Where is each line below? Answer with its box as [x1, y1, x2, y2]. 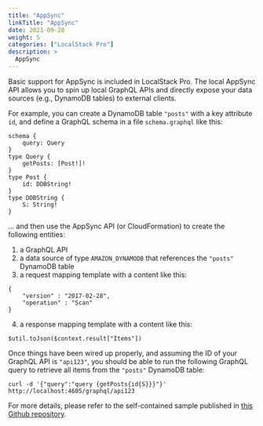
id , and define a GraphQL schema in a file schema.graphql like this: [8, 117, 223, 126]
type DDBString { [8, 194, 65, 202]
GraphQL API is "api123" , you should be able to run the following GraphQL [8, 356, 249, 366]
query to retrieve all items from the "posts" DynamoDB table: [8, 365, 205, 374]
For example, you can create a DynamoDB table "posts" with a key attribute [8, 108, 253, 118]
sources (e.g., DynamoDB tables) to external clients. [8, 93, 177, 103]
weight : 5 [8, 33, 41, 42]
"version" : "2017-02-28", [22, 292, 111, 300]
